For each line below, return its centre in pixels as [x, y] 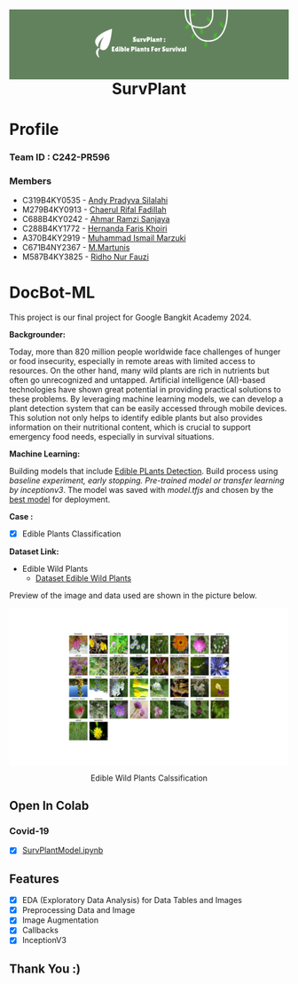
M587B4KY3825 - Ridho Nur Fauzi [85, 257]
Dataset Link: [34, 552]
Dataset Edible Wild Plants [83, 578]
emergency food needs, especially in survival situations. [112, 437]
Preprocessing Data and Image [78, 910]
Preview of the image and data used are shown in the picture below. [133, 596]
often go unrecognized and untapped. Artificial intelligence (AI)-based [137, 380]
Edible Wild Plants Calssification [149, 778]
